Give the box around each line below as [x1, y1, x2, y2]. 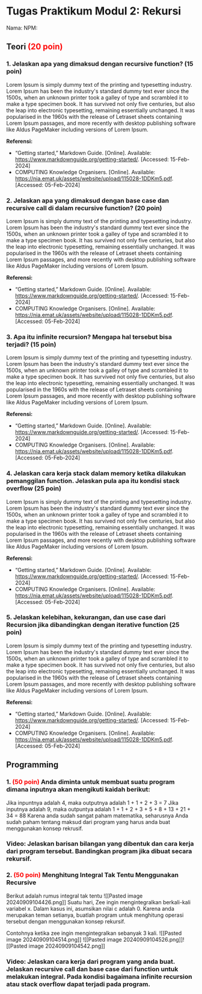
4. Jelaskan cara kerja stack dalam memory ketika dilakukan [6, 469, 186, 477]
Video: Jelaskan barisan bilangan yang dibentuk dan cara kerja [6, 840, 194, 848]
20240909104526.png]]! [123, 936, 185, 943]
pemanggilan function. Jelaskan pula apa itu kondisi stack [6, 477, 180, 485]
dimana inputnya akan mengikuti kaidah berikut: [6, 785, 150, 794]
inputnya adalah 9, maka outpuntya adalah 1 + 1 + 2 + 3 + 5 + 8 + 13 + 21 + [6, 805, 191, 813]
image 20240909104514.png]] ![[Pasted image [6, 936, 122, 943]
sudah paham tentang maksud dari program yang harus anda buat [6, 818, 170, 825]
